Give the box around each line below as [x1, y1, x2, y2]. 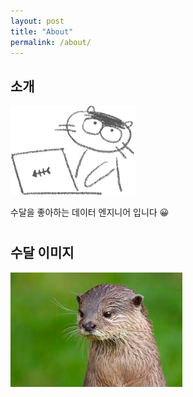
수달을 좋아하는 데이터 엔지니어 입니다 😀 [10, 206, 170, 219]
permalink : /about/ [10, 37, 92, 47]
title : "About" [10, 26, 74, 37]
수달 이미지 [10, 245, 75, 262]
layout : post [10, 16, 65, 26]
